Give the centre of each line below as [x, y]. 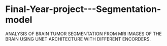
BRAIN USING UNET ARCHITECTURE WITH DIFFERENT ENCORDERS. [78, 39]
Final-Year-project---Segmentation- [83, 9]
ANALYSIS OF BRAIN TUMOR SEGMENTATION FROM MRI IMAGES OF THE [84, 33]
